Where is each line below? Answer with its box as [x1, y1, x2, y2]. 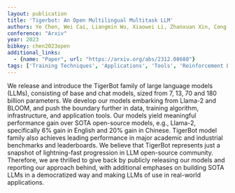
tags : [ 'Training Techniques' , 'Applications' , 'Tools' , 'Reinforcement [7, 62, 224, 69]
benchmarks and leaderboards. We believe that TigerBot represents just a [7, 141, 220, 149]
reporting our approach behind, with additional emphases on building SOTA [7, 163, 225, 171]
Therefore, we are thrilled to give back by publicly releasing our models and [7, 155, 225, 164]
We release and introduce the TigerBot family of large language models [7, 81, 213, 90]
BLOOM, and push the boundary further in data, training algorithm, [7, 103, 199, 112]
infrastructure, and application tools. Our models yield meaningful [7, 111, 197, 120]
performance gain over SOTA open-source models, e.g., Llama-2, [7, 118, 197, 127]
